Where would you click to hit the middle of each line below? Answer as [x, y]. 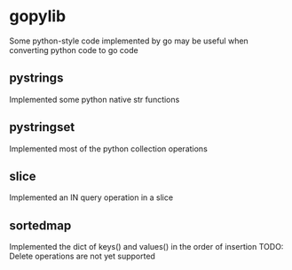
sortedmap [40, 225]
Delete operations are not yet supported [82, 256]
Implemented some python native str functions [95, 99]
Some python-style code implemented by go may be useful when [129, 41]
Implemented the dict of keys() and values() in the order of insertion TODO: [146, 247]
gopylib [38, 16]
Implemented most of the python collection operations [109, 149]
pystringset [42, 127]
